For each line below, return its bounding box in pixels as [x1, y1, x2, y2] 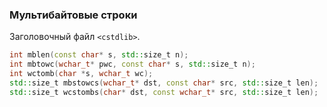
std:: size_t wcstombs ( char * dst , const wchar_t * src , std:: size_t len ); [9, 87, 319, 97]
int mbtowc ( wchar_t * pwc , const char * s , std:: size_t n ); [9, 59, 256, 70]
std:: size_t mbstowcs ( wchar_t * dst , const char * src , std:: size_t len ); [9, 78, 319, 88]
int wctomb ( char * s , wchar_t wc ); [9, 69, 154, 79]
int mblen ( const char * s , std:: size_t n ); [9, 50, 189, 60]
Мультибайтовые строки [9, 8, 138, 22]
